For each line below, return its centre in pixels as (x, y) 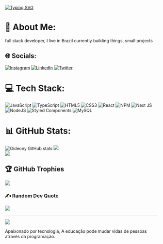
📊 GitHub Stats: (38, 131)
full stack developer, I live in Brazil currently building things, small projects (79, 40)
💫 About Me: (31, 27)
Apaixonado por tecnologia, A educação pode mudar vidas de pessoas (76, 231)
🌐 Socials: (21, 56)
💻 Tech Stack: (35, 88)
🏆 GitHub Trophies (35, 169)
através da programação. (30, 236)
